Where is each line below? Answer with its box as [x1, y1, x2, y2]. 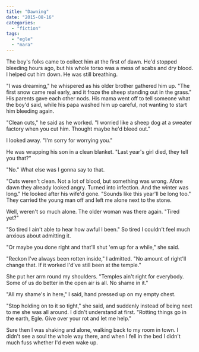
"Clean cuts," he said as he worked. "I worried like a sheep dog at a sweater [6, 119, 192, 126]
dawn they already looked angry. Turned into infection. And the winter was [6, 183, 189, 191]
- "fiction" [11, 25, 42, 31]
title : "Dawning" [6, 8, 49, 15]
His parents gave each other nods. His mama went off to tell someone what [6, 94, 191, 102]
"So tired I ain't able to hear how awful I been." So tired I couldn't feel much [6, 226, 191, 233]
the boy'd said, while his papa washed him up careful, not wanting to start [6, 101, 187, 108]
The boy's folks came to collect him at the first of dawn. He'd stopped [6, 58, 177, 65]
